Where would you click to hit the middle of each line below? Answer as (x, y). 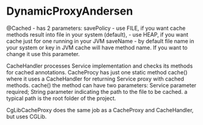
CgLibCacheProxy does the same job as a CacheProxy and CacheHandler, (100, 110)
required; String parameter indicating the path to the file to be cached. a (97, 91)
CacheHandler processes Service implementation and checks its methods (100, 66)
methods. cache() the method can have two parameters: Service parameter (102, 85)
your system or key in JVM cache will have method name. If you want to (97, 48)
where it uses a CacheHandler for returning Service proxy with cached (95, 79)
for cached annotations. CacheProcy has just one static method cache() (97, 72)
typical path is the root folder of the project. (61, 98)
